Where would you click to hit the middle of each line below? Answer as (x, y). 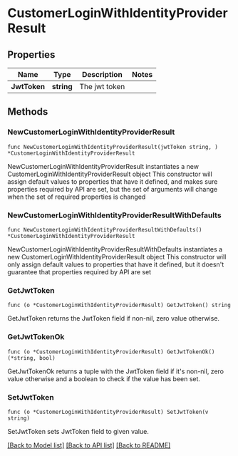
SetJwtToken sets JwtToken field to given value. (78, 431)
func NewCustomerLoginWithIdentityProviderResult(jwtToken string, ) (113, 147)
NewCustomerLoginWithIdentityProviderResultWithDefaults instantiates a (115, 249)
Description (102, 74)
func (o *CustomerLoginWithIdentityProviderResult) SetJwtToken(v (108, 412)
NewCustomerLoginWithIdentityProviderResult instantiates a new (103, 166)
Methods (28, 112)
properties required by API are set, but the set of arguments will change (113, 189)
